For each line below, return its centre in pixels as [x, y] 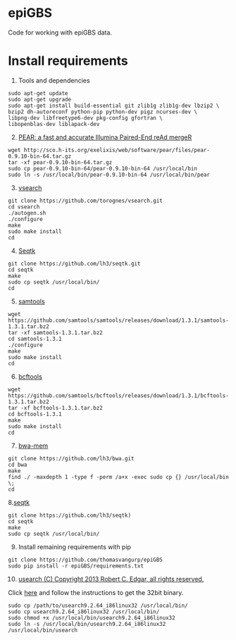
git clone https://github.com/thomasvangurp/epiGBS [85, 560]
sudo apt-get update [38, 93]
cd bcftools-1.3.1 [35, 414]
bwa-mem [33, 446]
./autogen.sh [27, 213]
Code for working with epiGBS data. [60, 32]
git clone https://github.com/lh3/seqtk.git [74, 263]
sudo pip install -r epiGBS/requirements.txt [76, 566]
